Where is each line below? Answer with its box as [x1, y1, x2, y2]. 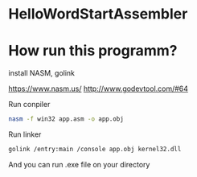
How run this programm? [8, 42, 178, 60]
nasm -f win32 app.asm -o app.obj [8, 115, 125, 123]
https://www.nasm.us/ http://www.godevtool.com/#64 [8, 84, 189, 93]
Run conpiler [8, 100, 51, 109]
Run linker [8, 130, 42, 139]
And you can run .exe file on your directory [8, 159, 150, 169]
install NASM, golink [8, 68, 75, 78]
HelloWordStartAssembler [8, 5, 188, 23]
